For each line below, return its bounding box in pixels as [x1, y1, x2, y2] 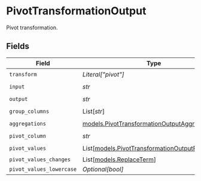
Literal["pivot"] [83, 70, 124, 79]
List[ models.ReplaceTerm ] [83, 155, 157, 164]
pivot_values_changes [9, 156, 71, 162]
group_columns [9, 108, 50, 115]
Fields [6, 41, 30, 51]
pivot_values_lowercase [9, 165, 77, 173]
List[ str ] [83, 108, 105, 116]
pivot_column [9, 133, 47, 140]
